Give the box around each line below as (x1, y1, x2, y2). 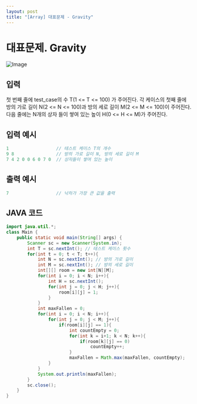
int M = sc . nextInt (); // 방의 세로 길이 (37, 262, 133, 268)
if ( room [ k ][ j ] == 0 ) (79, 338, 131, 344)
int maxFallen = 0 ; (37, 306, 85, 312)
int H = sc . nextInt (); (48, 278, 104, 284)
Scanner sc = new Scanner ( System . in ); (27, 240, 122, 246)
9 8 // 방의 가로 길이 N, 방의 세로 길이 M (6, 151, 139, 157)
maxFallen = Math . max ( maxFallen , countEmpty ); (69, 355, 185, 361)
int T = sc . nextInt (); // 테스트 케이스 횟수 (27, 245, 131, 251)
